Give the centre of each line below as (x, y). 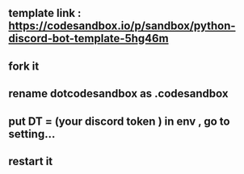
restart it (31, 161)
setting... (32, 134)
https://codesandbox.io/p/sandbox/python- (122, 26)
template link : (45, 13)
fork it (24, 66)
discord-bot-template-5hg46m (88, 38)
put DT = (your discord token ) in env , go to (119, 121)
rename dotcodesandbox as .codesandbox (118, 93)
